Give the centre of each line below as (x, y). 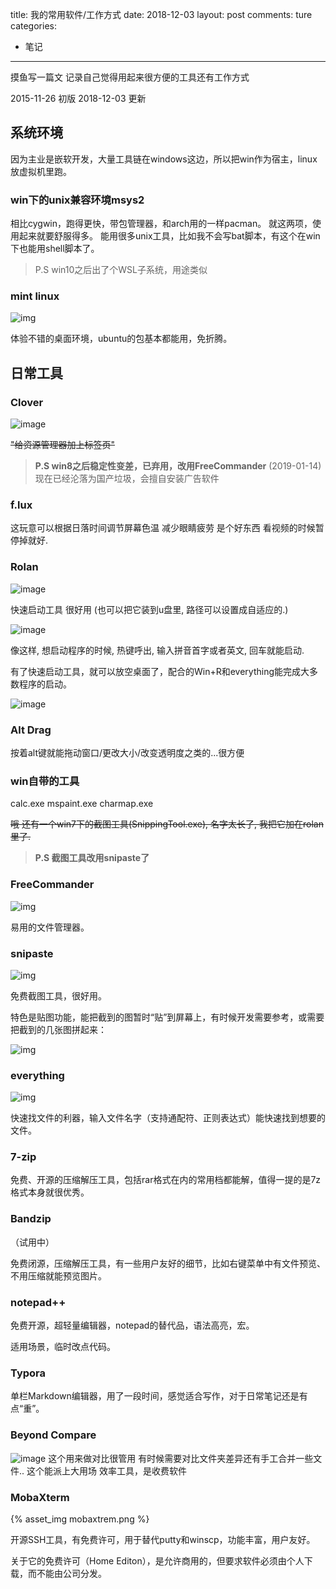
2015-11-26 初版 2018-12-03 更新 (78, 98)
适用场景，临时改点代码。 (63, 1347)
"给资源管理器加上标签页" (63, 445)
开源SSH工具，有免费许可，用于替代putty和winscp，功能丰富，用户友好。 (163, 1539)
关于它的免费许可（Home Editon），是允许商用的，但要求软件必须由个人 (157, 1560)
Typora (28, 1373)
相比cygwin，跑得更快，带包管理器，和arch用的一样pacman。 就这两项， (161, 224)
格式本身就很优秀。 (50, 1192)
